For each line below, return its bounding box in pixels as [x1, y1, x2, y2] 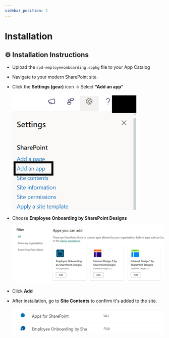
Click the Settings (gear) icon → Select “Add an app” [12, 83, 124, 89]
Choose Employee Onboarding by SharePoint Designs [12, 215, 127, 221]
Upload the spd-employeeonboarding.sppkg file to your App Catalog [12, 64, 150, 70]
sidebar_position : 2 [5, 8, 48, 13]
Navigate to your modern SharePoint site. [12, 74, 98, 80]
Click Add [12, 288, 33, 294]
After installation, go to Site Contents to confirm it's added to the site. [12, 298, 157, 304]
